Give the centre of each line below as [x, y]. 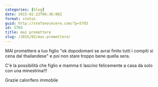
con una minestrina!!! [26, 70]
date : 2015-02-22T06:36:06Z [34, 14]
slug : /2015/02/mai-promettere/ [38, 37]
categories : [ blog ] [25, 10]
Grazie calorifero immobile [32, 80]
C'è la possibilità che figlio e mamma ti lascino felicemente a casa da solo [79, 65]
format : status [20, 19]
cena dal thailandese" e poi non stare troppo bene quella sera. [68, 56]
